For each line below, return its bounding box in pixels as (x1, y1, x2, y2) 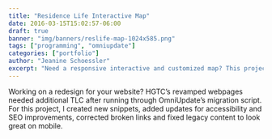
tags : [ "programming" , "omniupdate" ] (8, 42, 136, 50)
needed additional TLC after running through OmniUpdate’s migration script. (8, 95, 262, 105)
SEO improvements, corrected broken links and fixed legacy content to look (8, 112, 261, 122)
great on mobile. (8, 120, 63, 130)
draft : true (8, 27, 49, 35)
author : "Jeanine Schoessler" (8, 57, 111, 65)
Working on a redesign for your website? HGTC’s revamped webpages (8, 86, 243, 96)
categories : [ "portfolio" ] (8, 49, 100, 57)
